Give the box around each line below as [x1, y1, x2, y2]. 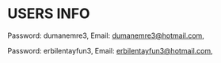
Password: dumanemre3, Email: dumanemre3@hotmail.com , [7, 31, 205, 40]
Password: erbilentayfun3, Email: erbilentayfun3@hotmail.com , [7, 46, 213, 55]
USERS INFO [7, 5, 90, 23]
